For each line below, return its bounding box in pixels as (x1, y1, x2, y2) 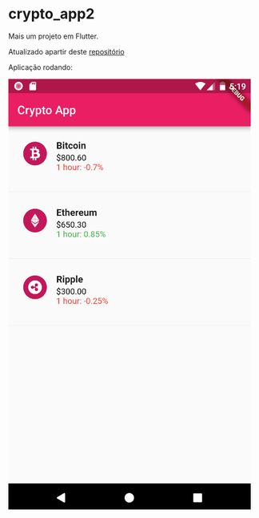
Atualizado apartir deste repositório (8, 47, 126, 56)
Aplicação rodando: (8, 62, 74, 72)
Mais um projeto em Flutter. (8, 31, 98, 41)
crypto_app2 (8, 5, 95, 23)
